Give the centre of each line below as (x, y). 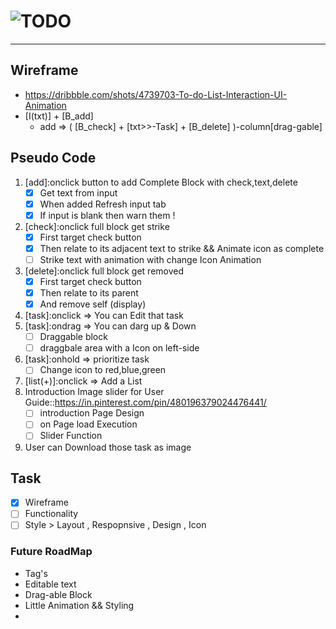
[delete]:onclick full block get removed (104, 271)
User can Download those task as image (108, 447)
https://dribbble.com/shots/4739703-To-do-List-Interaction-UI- (156, 94)
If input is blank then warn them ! (107, 215)
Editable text (50, 584)
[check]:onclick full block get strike (97, 226)
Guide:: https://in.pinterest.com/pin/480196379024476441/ (145, 402)
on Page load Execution (88, 424)
